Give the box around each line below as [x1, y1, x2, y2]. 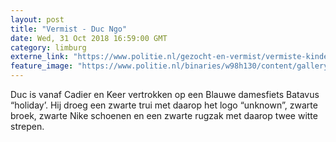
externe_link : [10, 52, 70, 62]
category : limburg [10, 42, 87, 53]
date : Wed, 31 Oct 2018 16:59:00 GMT [10, 33, 168, 43]
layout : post [10, 14, 65, 25]
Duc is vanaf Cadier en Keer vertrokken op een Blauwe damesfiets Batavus [10, 89, 320, 100]
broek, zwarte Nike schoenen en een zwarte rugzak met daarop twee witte [10, 110, 318, 121]
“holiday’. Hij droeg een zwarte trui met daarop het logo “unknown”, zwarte [10, 99, 318, 111]
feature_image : [10, 61, 74, 71]
